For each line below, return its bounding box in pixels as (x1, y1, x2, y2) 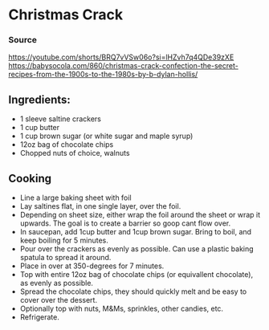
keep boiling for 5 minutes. (19, 235, 108, 246)
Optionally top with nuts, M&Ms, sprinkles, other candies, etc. (19, 304, 223, 314)
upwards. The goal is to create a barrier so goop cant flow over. (19, 218, 231, 228)
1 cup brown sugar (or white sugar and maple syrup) (19, 131, 194, 141)
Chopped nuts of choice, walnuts (19, 149, 130, 158)
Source (8, 35, 38, 46)
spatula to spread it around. (19, 253, 112, 263)
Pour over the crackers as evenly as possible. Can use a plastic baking (19, 244, 255, 254)
